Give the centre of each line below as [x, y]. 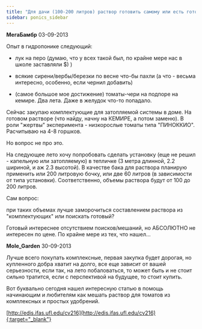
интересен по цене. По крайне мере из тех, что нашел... [78, 234]
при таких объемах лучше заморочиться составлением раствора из [95, 210]
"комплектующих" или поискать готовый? [60, 216]
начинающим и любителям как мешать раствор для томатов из [88, 295]
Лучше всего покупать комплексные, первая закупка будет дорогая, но [99, 257]
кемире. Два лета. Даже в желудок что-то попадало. [83, 100]
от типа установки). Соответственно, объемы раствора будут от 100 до [98, 180]
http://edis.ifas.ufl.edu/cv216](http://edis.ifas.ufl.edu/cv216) [82, 313]
